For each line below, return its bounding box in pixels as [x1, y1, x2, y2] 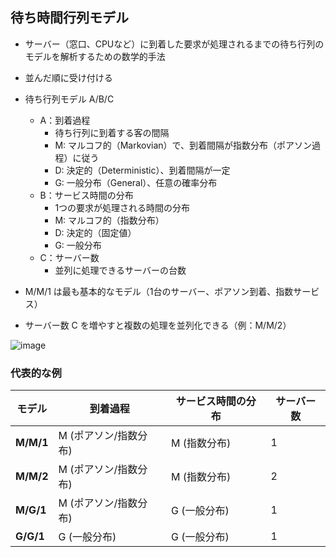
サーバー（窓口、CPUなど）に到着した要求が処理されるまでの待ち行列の [24, 38, 325, 50]
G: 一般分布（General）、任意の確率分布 [54, 176, 218, 188]
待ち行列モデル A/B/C [24, 93, 115, 105]
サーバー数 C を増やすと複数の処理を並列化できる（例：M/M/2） [24, 319, 292, 331]
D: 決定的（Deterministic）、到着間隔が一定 [54, 164, 231, 176]
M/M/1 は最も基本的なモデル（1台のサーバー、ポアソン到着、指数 [24, 285, 294, 297]
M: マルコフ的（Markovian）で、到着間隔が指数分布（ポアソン [54, 139, 313, 151]
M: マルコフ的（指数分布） [54, 214, 165, 226]
